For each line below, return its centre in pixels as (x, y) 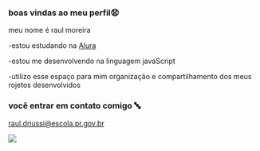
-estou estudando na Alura (52, 46)
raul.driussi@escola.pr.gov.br (57, 123)
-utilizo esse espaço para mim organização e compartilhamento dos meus (130, 77)
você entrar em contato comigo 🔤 (75, 105)
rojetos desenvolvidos (45, 85)
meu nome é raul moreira (49, 30)
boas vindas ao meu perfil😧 (64, 13)
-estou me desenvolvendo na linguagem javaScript (92, 61)
